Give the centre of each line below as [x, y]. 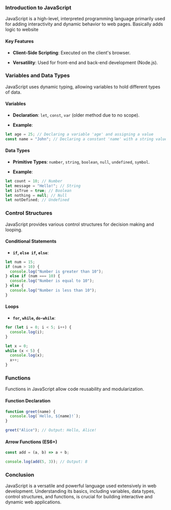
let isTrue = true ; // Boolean [38, 191]
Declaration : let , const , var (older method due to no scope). [76, 115]
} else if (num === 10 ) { [33, 276]
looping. [14, 230]
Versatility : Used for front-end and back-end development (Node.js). [85, 62]
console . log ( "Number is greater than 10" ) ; [56, 272]
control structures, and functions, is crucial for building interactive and [79, 497]
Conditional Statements [31, 241]
